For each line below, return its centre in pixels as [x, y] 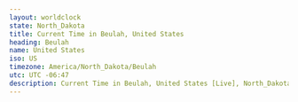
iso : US [24, 59]
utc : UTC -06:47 [39, 75]
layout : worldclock [45, 17]
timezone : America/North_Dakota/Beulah [83, 67]
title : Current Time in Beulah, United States [97, 34]
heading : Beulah [39, 42]
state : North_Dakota [47, 26]
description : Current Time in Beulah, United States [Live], [125, 83]
